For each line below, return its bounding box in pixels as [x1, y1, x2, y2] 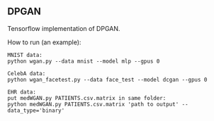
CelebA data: [7, 70, 46, 77]
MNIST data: [7, 51, 43, 58]
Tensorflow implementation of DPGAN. [7, 24, 120, 32]
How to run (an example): [7, 38, 81, 46]
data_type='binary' [7, 107, 65, 114]
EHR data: [7, 88, 37, 96]
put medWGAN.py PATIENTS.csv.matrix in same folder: [7, 94, 167, 101]
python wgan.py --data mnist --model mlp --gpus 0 [7, 58, 160, 65]
